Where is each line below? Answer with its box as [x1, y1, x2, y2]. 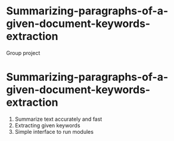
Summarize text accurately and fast [14, 115, 102, 122]
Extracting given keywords [14, 121, 80, 129]
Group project [6, 49, 41, 56]
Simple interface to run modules [14, 128, 94, 135]
